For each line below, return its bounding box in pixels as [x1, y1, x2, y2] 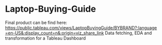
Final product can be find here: [5, 20, 68, 25]
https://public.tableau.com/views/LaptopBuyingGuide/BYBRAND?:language [5, 24, 158, 30]
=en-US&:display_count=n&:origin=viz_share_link [5, 30, 104, 36]
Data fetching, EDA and [105, 30, 152, 36]
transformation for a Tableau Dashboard [5, 35, 86, 41]
